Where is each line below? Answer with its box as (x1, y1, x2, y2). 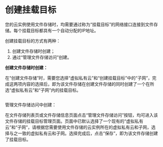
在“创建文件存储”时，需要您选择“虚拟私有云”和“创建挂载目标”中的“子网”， (5, 75, 152, 81)
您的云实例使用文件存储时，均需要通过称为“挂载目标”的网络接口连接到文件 (5, 21, 154, 27)
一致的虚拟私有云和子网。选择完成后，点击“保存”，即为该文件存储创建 (18, 130, 158, 136)
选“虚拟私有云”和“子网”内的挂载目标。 (5, 87, 81, 93)
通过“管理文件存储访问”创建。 (12, 54, 72, 60)
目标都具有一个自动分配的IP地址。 (30, 27, 99, 33)
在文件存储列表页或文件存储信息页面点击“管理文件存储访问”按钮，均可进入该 (5, 112, 158, 118)
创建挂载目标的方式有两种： (5, 37, 61, 44)
